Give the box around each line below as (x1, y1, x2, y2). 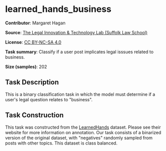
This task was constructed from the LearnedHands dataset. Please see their (5, 124, 161, 130)
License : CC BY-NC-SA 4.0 (5, 39, 62, 45)
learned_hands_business (5, 3, 112, 15)
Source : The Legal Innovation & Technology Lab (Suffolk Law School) (5, 29, 148, 35)
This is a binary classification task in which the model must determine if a (5, 91, 156, 97)
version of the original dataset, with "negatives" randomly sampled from (5, 135, 153, 141)
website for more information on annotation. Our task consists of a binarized (5, 129, 162, 135)
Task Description (5, 78, 59, 86)
